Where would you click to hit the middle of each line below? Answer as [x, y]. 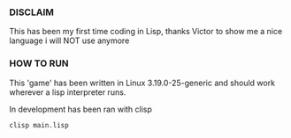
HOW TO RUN [39, 63]
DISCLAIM [32, 12]
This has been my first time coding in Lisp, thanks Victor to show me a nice [146, 32]
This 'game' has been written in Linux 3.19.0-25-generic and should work [142, 83]
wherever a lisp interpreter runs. [68, 92]
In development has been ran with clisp [81, 109]
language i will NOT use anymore [69, 40]
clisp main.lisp [39, 125]
